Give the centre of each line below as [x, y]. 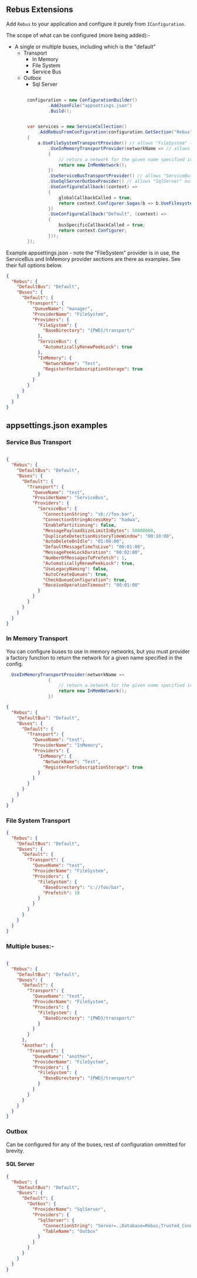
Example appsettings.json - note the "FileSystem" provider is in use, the [93, 253]
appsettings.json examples [57, 425]
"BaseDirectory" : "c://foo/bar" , [84, 887]
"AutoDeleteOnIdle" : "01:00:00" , [84, 541]
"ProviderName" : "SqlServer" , [69, 1210]
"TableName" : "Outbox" [71, 1231]
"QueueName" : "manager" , [62, 309]
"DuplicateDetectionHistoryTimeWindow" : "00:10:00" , [109, 536]
